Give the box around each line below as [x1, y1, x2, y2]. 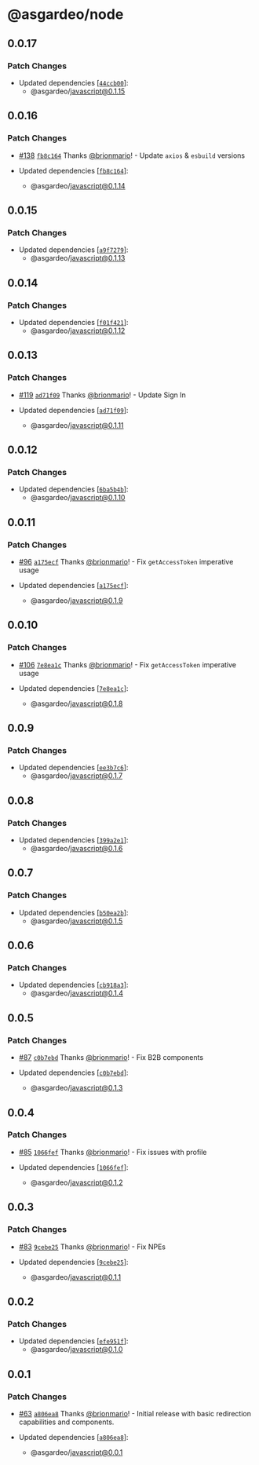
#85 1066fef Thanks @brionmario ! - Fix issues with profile [18, 1147, 207, 1156]
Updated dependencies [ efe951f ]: [18, 1336, 129, 1346]
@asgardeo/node [7, 5, 124, 24]
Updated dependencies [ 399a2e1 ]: [18, 835, 129, 845]
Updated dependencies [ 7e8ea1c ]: [18, 683, 129, 692]
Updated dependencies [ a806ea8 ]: [18, 1432, 129, 1441]
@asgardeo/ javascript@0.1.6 [30, 844, 123, 853]
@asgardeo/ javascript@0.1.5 [30, 916, 123, 926]
